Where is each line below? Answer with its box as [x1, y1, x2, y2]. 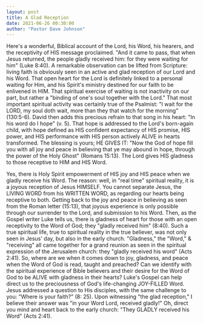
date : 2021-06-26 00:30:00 [6, 20, 75, 26]
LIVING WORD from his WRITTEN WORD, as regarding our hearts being [6, 190, 185, 197]
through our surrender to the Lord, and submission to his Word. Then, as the [6, 209, 197, 216]
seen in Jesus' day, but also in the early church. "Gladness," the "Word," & [6, 235, 192, 242]
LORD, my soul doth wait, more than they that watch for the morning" [6, 107, 179, 114]
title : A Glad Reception [6, 15, 69, 21]
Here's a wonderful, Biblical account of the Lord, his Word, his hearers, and [6, 43, 194, 50]
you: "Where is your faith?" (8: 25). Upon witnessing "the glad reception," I [6, 293, 193, 301]
